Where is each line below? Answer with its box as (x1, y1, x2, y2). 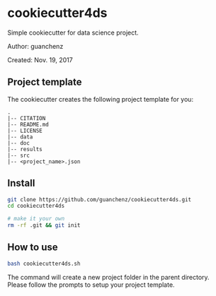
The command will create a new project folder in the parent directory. (7, 273, 210, 281)
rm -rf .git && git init (7, 222, 81, 229)
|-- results (7, 146, 42, 153)
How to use (7, 242, 58, 254)
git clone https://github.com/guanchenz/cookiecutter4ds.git (7, 196, 192, 203)
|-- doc (7, 139, 30, 146)
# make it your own (7, 215, 65, 223)
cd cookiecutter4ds (7, 203, 65, 210)
